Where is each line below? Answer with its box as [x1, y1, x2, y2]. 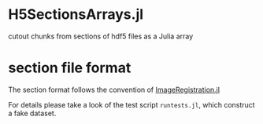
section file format [8, 59, 131, 77]
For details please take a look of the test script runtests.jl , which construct [8, 100, 255, 109]
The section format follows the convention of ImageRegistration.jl [8, 85, 220, 94]
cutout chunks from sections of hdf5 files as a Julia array [8, 31, 194, 41]
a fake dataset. [8, 108, 57, 118]
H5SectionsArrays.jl [8, 5, 144, 24]
